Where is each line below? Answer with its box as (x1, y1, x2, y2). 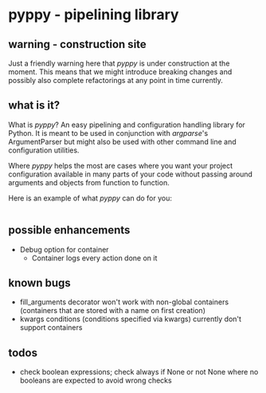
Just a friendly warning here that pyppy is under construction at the (8, 58, 230, 68)
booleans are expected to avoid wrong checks (19, 375, 173, 385)
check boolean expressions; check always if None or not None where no (19, 367, 259, 377)
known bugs (8, 276, 72, 290)
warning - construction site (8, 38, 147, 51)
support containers (19, 323, 83, 332)
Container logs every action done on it (31, 253, 158, 263)
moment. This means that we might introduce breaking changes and (8, 67, 233, 77)
